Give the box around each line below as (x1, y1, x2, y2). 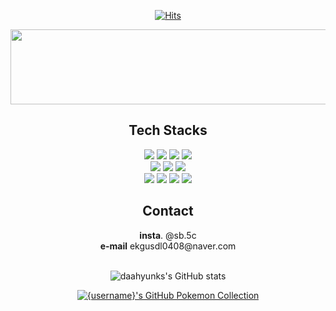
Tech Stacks (128, 122, 208, 139)
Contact (142, 203, 194, 220)
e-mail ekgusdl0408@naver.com (99, 240, 237, 252)
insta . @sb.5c (139, 229, 197, 241)
